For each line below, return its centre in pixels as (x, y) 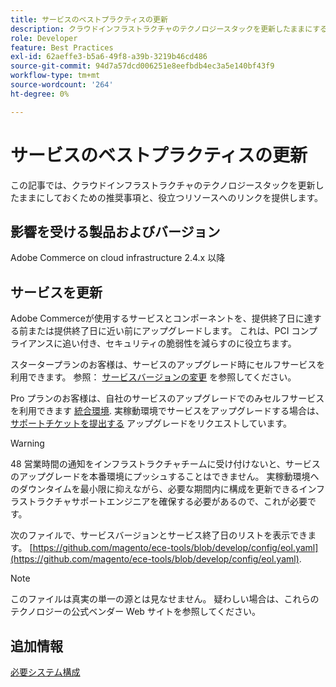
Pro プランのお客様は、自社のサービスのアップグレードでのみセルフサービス (167, 398)
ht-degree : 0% (40, 94)
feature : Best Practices (62, 47)
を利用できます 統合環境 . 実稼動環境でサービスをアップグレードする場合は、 (167, 411)
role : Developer (44, 38)
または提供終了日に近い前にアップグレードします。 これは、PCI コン (168, 331)
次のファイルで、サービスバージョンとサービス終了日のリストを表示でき (159, 535)
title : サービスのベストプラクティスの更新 (89, 19)
